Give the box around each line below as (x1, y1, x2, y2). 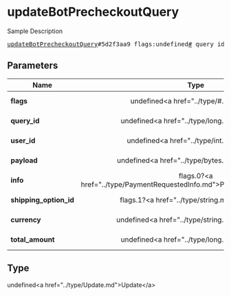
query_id (10, 116, 40, 125)
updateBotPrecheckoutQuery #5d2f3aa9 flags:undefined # (7, 40, 192, 48)
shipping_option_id (10, 195, 74, 204)
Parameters (7, 60, 58, 72)
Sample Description (7, 27, 63, 35)
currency (10, 215, 41, 224)
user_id (10, 136, 36, 145)
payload (10, 156, 38, 165)
